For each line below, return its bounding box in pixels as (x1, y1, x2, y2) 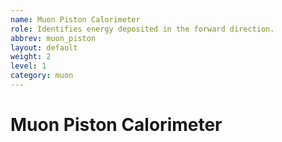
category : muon (10, 71, 74, 81)
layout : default (10, 42, 78, 53)
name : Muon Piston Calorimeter (10, 14, 141, 25)
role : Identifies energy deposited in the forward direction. (10, 24, 275, 34)
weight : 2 (10, 52, 52, 62)
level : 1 (10, 61, 47, 71)
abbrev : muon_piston (10, 33, 97, 43)
